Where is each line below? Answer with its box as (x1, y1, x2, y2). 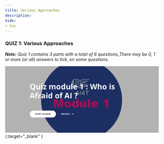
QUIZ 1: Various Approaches (5, 40, 74, 47)
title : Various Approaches (5, 8, 60, 13)
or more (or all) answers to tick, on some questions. (5, 56, 109, 62)
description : (5, 13, 32, 18)
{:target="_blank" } (5, 133, 43, 139)
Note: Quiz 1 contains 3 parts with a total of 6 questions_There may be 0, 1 (5, 51, 155, 57)
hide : (5, 18, 16, 23)
